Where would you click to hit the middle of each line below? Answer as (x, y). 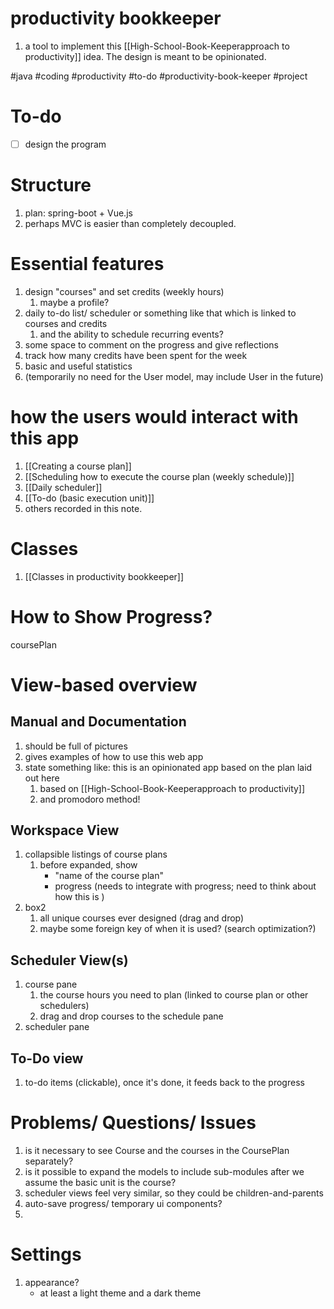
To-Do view (47, 1058)
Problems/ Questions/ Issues (133, 1123)
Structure (51, 185)
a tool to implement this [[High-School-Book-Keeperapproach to (157, 46)
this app (45, 438)
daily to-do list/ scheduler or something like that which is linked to (160, 313)
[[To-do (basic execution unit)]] (89, 498)
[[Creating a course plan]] (78, 466)
